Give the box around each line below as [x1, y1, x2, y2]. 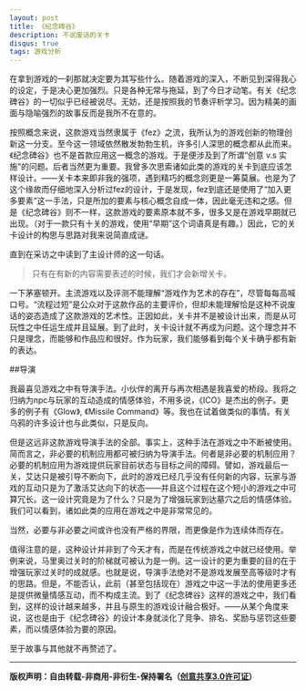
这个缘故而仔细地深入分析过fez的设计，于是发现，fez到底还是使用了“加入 [9, 184, 284, 195]
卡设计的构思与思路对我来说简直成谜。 [9, 230, 153, 241]
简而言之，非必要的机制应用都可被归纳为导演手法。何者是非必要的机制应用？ [9, 448, 297, 459]
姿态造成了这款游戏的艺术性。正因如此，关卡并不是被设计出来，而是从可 [25, 311, 297, 322]
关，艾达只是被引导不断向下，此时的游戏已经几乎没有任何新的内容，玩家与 [9, 471, 289, 482]
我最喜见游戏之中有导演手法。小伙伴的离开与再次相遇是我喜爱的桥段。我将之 [9, 384, 297, 395]
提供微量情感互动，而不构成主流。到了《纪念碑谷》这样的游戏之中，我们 [16, 590, 289, 601]
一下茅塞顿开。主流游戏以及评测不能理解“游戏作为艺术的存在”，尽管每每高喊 [9, 288, 296, 299]
